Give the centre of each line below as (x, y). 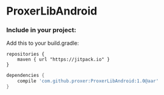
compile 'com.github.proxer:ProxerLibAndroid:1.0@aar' (88, 81)
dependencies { (26, 76)
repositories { (26, 54)
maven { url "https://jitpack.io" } (64, 60)
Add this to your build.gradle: (43, 43)
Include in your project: (41, 30)
